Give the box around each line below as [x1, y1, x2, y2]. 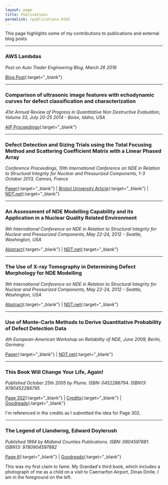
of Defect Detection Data [5, 325, 66, 332]
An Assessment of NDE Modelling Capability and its [5, 208, 133, 215]
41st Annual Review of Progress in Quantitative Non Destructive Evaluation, [5, 109, 161, 115]
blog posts [5, 36, 27, 42]
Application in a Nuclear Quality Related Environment [5, 214, 137, 221]
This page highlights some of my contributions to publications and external [5, 31, 159, 37]
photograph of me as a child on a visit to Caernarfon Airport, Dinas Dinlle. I [5, 468, 159, 474]
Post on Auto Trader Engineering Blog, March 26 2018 [5, 64, 116, 70]
